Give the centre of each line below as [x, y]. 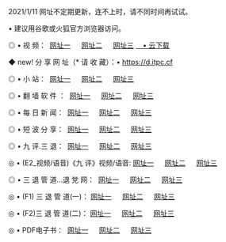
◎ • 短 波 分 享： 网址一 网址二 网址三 [80, 129]
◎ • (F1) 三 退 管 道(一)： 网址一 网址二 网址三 [92, 197]
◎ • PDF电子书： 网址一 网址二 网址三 [80, 230]
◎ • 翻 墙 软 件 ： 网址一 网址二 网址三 [81, 96]
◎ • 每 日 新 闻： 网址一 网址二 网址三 [80, 112]
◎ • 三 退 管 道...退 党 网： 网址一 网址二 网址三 [96, 180]
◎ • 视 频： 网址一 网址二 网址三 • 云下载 [89, 45]
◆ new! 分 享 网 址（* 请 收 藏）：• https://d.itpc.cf [90, 62]
